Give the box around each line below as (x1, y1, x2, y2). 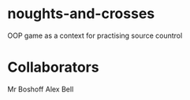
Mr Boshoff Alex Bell (7, 84, 74, 94)
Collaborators (7, 58, 99, 76)
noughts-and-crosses (7, 5, 155, 23)
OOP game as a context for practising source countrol (7, 31, 183, 40)
